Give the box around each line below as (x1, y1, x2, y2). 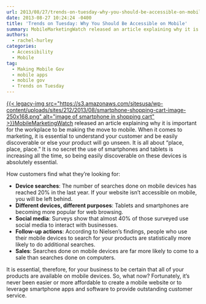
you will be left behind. (15, 196, 73, 202)
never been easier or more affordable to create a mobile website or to (6, 279, 182, 286)
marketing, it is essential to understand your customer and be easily (6, 132, 178, 140)
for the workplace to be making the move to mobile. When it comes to (6, 126, 183, 133)
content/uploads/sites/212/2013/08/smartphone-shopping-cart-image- (6, 107, 186, 113)
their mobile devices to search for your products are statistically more (15, 234, 191, 241)
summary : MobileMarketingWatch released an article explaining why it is (6, 26, 199, 32)
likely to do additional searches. (15, 241, 96, 248)
